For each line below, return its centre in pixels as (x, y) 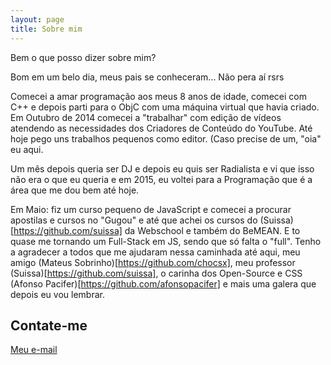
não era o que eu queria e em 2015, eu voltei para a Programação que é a (161, 179)
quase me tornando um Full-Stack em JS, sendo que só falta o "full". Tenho (166, 241)
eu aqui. (27, 149)
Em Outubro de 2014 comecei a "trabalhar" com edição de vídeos (146, 117)
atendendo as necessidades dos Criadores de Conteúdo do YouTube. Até (161, 128)
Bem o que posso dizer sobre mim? (83, 57)
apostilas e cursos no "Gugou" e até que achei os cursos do (134, 220)
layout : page (37, 19)
